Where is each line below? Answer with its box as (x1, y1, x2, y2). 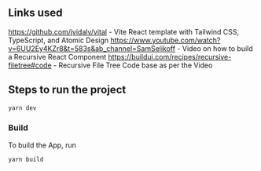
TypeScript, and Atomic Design (8, 35, 109, 45)
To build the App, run (8, 140, 76, 150)
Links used (8, 6, 63, 20)
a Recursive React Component (8, 52, 107, 61)
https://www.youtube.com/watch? (109, 35, 221, 45)
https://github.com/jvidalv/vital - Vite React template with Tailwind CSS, (8, 27, 240, 36)
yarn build (8, 155, 44, 163)
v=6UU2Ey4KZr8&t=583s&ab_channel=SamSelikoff (8, 43, 175, 53)
